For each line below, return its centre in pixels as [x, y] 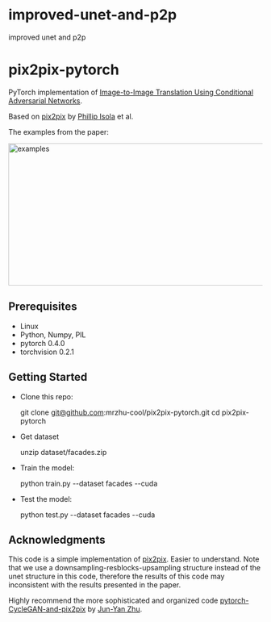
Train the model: [47, 468]
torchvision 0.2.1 [47, 352]
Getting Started [48, 377]
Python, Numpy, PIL [53, 334]
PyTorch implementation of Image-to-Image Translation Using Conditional [131, 92]
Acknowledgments [57, 539]
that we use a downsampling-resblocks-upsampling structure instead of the [134, 568]
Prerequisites [43, 307]
